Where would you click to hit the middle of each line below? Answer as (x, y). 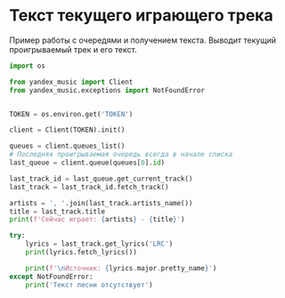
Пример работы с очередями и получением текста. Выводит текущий (142, 40)
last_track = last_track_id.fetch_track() (89, 187)
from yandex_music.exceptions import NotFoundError (107, 90)
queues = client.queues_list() (67, 146)
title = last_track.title (57, 211)
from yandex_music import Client (71, 82)
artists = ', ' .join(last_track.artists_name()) (101, 203)
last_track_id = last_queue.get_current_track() (101, 179)
